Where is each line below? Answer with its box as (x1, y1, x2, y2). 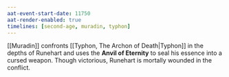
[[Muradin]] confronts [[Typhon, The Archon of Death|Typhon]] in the (7, 42, 204, 50)
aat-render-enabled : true (7, 16, 81, 23)
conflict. (7, 63, 31, 72)
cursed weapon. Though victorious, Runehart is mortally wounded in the (7, 56, 212, 65)
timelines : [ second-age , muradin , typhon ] (7, 23, 131, 30)
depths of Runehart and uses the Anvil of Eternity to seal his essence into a (7, 49, 222, 57)
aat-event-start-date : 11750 (7, 10, 91, 17)
